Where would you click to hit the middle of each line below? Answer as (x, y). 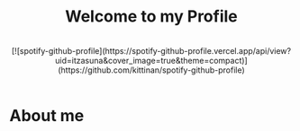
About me (47, 116)
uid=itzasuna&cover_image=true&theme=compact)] (151, 60)
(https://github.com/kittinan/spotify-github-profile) (151, 70)
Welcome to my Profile (151, 17)
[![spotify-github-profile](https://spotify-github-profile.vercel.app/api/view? (151, 50)
